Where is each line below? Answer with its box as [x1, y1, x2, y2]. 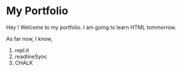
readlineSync [14, 53, 48, 60]
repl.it [14, 46, 29, 54]
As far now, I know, [6, 35, 53, 42]
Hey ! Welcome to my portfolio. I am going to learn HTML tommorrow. [6, 24, 177, 31]
